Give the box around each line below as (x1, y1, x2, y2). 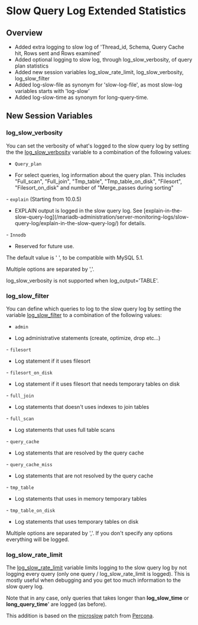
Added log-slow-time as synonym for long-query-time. (14, 94, 149, 101)
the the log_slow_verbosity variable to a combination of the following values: (6, 148, 192, 155)
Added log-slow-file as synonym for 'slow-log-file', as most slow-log (14, 81, 183, 88)
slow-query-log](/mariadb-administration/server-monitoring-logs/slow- (14, 213, 189, 220)
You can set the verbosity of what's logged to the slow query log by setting (6, 142, 189, 149)
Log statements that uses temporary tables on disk (14, 518, 139, 525)
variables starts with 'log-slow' (14, 88, 90, 94)
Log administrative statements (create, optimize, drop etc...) (14, 334, 161, 341)
